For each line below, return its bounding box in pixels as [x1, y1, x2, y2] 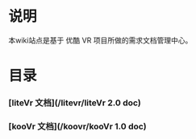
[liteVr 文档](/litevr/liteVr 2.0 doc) [8, 97, 141, 108]
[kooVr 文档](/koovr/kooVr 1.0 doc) [8, 121, 147, 132]
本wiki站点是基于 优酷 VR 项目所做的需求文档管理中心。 [8, 35, 193, 45]
